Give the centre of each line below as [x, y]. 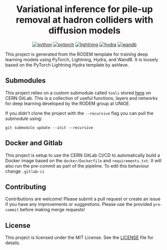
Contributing [26, 187]
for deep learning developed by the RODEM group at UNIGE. [68, 103]
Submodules [26, 81]
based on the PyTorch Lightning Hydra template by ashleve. [67, 65]
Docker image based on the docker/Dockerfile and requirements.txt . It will [83, 160]
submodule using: [24, 118]
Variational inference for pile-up [85, 9]
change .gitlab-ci [25, 171]
